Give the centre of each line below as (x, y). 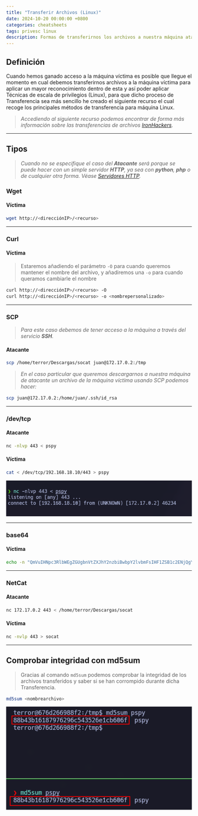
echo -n (16, 562)
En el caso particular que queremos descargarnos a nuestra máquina (105, 374)
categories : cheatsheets (37, 25)
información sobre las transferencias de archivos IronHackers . (97, 125)
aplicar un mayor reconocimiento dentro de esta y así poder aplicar (88, 88)
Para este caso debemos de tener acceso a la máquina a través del (103, 329)
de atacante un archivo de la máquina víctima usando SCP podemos (104, 380)
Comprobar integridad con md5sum (73, 661)
